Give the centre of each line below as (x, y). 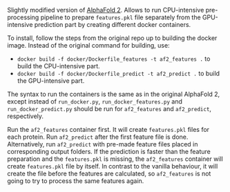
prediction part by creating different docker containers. (113, 25)
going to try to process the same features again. (76, 181)
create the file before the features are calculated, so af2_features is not (109, 173)
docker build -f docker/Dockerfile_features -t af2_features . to (114, 59)
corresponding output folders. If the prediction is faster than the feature (109, 152)
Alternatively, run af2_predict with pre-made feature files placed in (103, 144)
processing (23, 17)
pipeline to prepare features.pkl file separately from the (121, 17)
